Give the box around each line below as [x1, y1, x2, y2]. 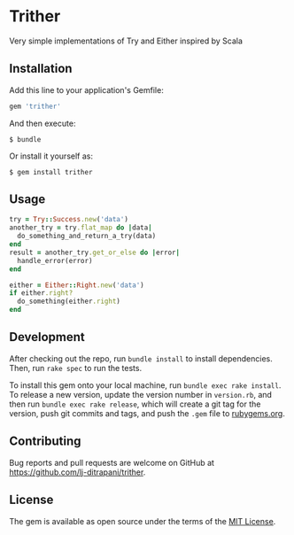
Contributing [9, 434, 81, 449]
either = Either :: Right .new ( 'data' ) [9, 281, 144, 290]
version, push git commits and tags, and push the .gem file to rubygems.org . [9, 407, 286, 418]
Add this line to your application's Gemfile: [9, 84, 164, 95]
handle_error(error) [17, 256, 93, 265]
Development [9, 330, 86, 345]
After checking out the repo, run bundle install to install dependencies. [9, 353, 273, 364]
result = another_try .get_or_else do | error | [9, 248, 180, 257]
